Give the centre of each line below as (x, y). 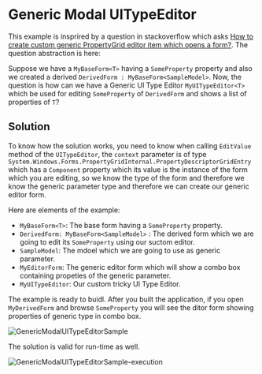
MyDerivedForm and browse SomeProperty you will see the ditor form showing (131, 307)
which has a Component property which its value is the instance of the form (128, 169)
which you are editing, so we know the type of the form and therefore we (127, 178)
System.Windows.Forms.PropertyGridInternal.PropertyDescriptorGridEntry (130, 162)
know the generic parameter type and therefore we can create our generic (129, 186)
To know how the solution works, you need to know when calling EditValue (130, 146)
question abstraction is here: (54, 53)
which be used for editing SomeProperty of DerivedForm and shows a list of (127, 93)
